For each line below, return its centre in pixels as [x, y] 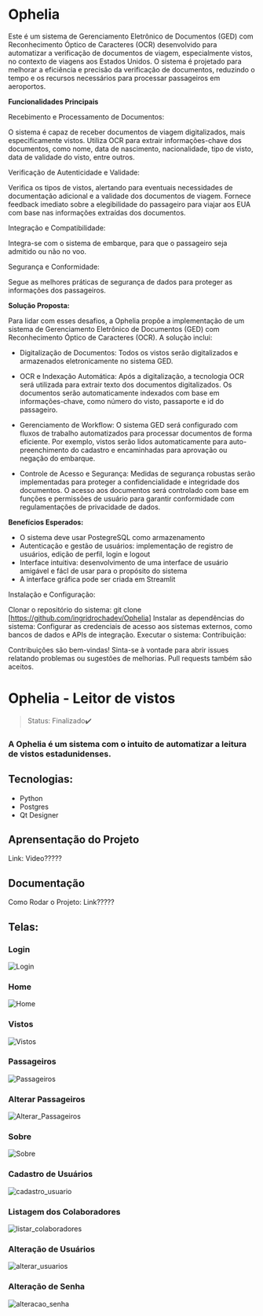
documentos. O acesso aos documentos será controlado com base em [134, 490]
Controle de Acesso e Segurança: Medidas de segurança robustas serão [137, 473]
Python [31, 798]
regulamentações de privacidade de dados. [90, 507]
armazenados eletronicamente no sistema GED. [96, 361]
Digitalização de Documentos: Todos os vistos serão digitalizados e [129, 352]
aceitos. [21, 667]
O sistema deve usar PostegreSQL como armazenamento [112, 537]
